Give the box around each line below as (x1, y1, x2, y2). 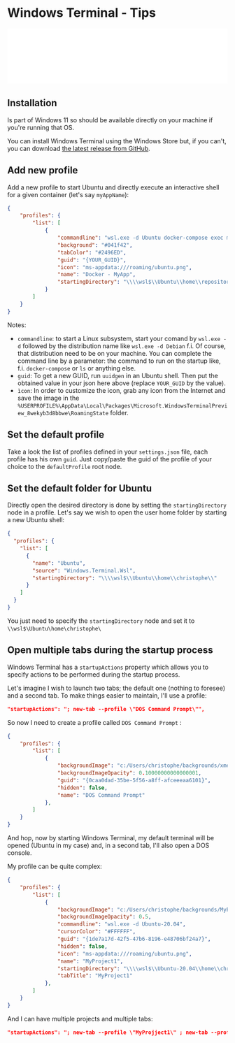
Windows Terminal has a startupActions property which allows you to (7, 663, 208, 671)
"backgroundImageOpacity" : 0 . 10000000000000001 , (57, 770, 201, 777)
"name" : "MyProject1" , (57, 958, 124, 965)
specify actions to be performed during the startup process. (7, 670, 180, 679)
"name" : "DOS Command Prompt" (57, 791, 145, 798)
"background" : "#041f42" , (57, 241, 133, 249)
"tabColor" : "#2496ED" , (57, 249, 127, 256)
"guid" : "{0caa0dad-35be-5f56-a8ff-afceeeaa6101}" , (57, 777, 211, 784)
